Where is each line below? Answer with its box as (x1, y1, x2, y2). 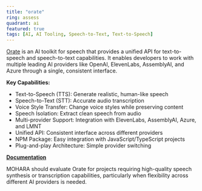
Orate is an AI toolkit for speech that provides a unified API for (6, 48, 161, 55)
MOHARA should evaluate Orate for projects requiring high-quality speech (6, 166, 192, 173)
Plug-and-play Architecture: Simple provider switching (15, 142, 152, 149)
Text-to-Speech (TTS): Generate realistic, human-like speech (15, 91, 169, 98)
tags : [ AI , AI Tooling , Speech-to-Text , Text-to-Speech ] (6, 31, 153, 37)
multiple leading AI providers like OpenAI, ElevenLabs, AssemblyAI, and (6, 61, 184, 68)
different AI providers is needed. (6, 178, 87, 186)
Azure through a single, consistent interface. (6, 67, 118, 74)
